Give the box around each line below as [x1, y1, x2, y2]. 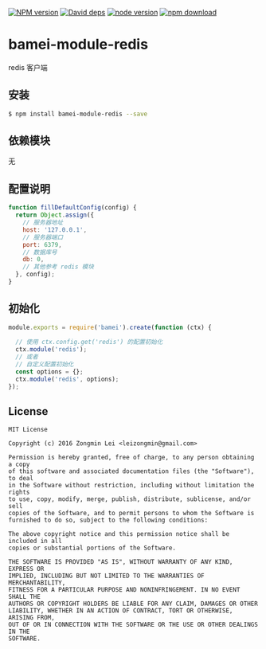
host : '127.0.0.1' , [22, 225, 88, 234]
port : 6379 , [22, 240, 62, 248]
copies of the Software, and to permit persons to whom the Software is [8, 510, 255, 518]
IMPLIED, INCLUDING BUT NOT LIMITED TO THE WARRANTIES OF [8, 572, 205, 581]
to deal [8, 475, 34, 483]
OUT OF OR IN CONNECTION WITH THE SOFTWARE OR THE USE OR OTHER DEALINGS [8, 621, 259, 629]
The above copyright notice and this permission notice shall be [8, 530, 229, 538]
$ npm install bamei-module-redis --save [8, 110, 148, 118]
